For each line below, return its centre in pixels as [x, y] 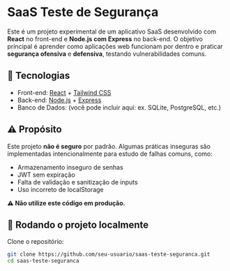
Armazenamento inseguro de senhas [70, 167]
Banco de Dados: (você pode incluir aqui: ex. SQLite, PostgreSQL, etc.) [119, 107]
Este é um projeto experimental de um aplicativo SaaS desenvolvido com [112, 31]
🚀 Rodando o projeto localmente [78, 225]
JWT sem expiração [46, 175]
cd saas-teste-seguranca [43, 261]
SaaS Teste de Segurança [83, 12]
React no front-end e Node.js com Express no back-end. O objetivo [105, 38]
